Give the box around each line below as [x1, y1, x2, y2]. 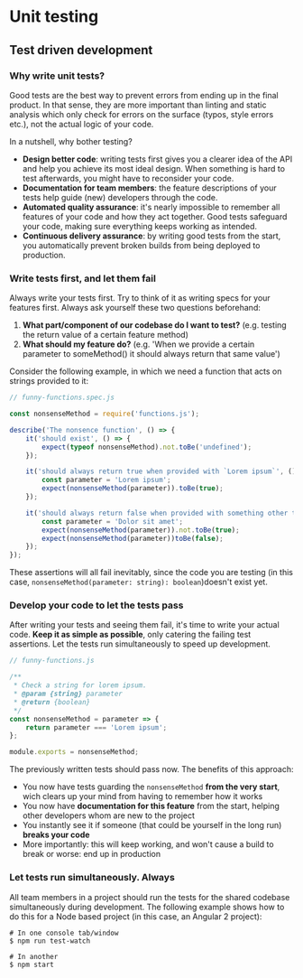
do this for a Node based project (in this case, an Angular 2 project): [9, 910, 262, 922]
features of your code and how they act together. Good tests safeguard [22, 210, 288, 222]
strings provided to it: [9, 376, 88, 387]
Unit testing [9, 6, 99, 27]
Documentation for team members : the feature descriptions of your [22, 182, 277, 193]
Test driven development [9, 42, 153, 58]
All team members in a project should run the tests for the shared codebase [9, 891, 290, 902]
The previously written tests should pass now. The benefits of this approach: [9, 764, 295, 775]
